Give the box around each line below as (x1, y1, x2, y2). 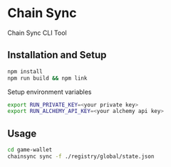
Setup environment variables (7, 87, 92, 96)
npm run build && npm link (7, 75, 88, 82)
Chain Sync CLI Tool (7, 28, 67, 37)
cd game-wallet (7, 146, 53, 153)
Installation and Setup (7, 49, 107, 61)
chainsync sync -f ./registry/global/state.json (7, 153, 155, 160)
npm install (7, 68, 43, 75)
